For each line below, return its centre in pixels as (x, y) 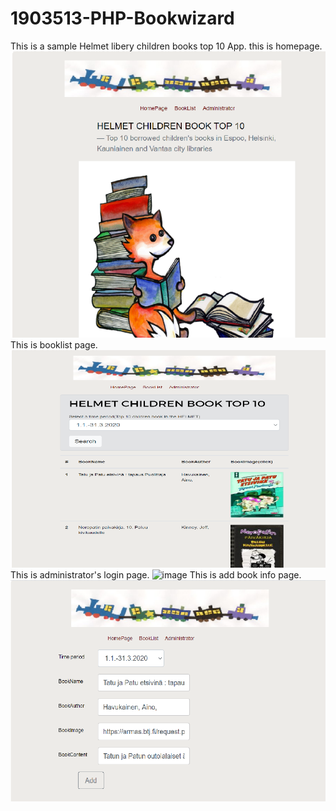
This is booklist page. (54, 344)
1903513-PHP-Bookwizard (122, 18)
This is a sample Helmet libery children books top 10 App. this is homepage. (166, 46)
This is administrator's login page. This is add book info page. (156, 575)
